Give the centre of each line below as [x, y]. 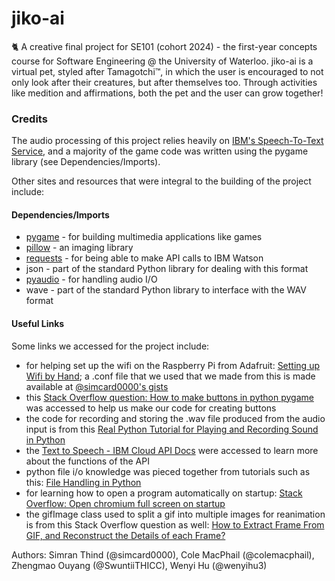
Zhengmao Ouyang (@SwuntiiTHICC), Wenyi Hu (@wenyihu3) [139, 565]
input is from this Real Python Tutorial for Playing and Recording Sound [172, 429]
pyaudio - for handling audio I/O [91, 279]
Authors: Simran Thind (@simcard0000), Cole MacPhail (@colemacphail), [163, 554]
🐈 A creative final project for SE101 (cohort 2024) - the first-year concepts [164, 46]
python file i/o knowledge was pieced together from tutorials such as [168, 471]
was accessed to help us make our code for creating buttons [151, 408]
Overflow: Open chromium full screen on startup [125, 503]
